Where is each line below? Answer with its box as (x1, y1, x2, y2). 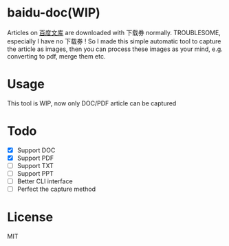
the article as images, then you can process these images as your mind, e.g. (7, 45, 223, 53)
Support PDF (17, 154, 54, 162)
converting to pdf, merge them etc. (7, 52, 106, 60)
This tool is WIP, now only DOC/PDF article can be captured (7, 99, 177, 107)
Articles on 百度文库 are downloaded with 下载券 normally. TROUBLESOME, (7, 28, 221, 37)
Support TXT (17, 161, 54, 170)
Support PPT (17, 170, 54, 177)
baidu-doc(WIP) (7, 5, 101, 21)
